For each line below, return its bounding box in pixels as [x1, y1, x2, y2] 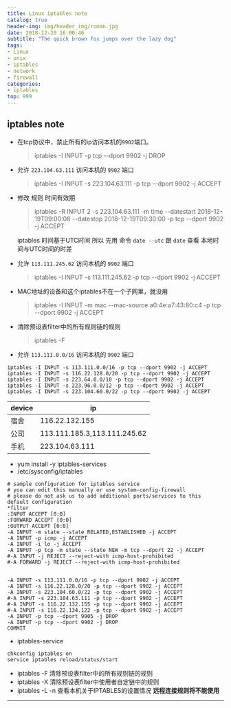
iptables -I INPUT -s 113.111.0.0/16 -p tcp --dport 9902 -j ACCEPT [7, 364, 208, 371]
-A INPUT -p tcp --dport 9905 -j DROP [7, 612, 118, 619]
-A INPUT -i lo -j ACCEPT [7, 540, 81, 547]
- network [7, 67, 36, 74]
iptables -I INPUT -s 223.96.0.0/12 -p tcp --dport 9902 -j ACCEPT [7, 382, 205, 389]
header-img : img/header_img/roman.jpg [7, 23, 118, 30]
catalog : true [7, 16, 48, 23]
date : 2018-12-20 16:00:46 [7, 29, 85, 36]
